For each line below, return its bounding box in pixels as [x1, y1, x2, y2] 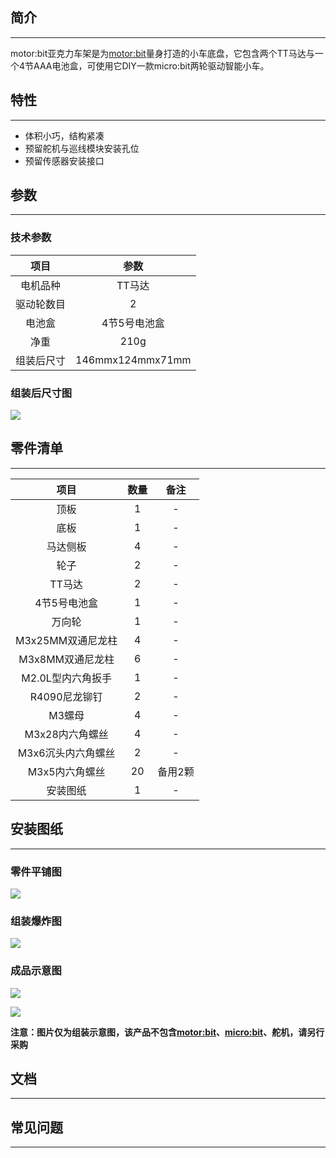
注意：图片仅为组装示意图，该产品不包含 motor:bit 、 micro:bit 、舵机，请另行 [10, 1026, 325, 1038]
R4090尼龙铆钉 [29, 689, 103, 703]
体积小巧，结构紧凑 [24, 129, 105, 142]
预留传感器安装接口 [24, 154, 105, 167]
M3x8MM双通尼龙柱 [18, 652, 115, 666]
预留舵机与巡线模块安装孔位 [24, 142, 140, 154]
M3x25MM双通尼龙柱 [15, 633, 118, 647]
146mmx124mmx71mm [75, 353, 192, 367]
